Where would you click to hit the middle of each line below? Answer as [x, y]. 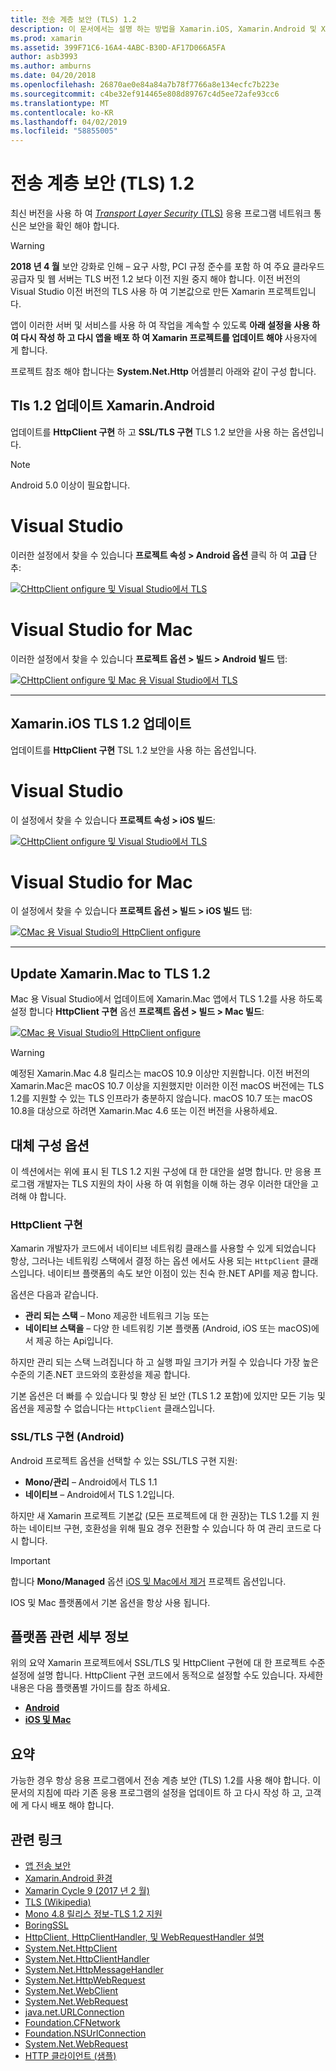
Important [30, 1560]
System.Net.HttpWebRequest [85, 1980]
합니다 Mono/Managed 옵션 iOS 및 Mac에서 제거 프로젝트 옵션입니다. [148, 1581]
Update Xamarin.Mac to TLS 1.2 [110, 973]
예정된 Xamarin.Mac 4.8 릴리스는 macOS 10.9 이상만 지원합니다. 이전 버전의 [160, 1073]
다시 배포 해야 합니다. [73, 1805]
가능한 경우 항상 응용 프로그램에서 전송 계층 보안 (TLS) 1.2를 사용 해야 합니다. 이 [166, 1780]
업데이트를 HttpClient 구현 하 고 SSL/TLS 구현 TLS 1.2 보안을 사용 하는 [150, 432]
